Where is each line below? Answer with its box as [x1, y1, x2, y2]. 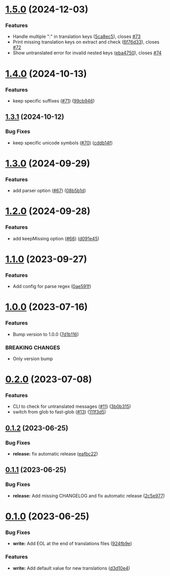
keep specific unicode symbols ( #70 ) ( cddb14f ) [12, 139, 113, 146]
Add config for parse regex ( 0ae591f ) [12, 283, 92, 290]
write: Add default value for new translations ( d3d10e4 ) [12, 565, 131, 571]
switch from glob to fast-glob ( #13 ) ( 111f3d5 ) [12, 409, 107, 415]
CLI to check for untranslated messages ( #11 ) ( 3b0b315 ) [12, 403, 132, 409]
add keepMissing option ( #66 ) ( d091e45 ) [12, 235, 100, 241]
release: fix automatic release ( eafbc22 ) [12, 451, 98, 457]
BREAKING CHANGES [5, 344, 60, 351]
